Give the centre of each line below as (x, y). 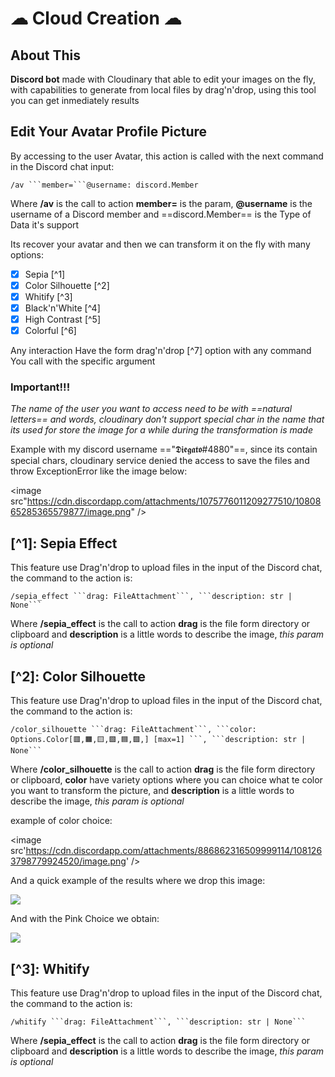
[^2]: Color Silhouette (78, 676)
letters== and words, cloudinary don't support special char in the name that (167, 419)
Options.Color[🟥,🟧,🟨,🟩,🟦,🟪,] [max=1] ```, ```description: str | (158, 740)
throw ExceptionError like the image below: (99, 471)
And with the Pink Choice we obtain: (85, 919)
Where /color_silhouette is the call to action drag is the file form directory (163, 769)
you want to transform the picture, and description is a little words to (152, 791)
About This (46, 55)
